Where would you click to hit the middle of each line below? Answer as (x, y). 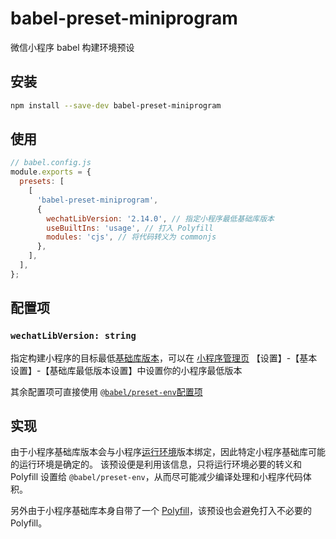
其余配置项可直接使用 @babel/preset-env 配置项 (106, 391)
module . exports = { (51, 172)
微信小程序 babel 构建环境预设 (72, 47)
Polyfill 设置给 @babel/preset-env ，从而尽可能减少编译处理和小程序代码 (156, 477)
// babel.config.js (51, 163)
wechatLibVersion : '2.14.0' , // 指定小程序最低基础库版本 (160, 218)
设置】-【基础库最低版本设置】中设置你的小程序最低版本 (126, 370)
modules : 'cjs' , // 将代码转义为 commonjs (131, 237)
